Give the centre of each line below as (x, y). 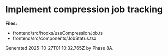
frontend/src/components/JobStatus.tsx (54, 38)
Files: (11, 23)
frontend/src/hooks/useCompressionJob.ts (57, 33)
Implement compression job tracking (84, 9)
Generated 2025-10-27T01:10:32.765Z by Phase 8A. (59, 48)
